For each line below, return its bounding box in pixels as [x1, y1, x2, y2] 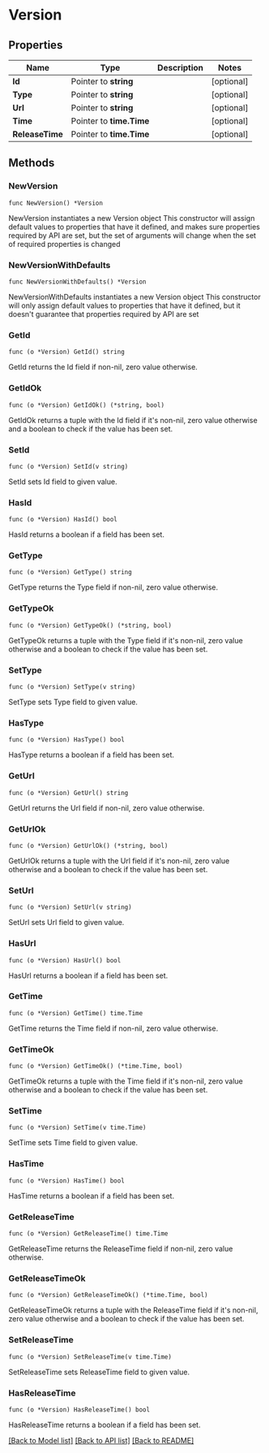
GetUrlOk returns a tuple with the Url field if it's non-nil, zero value [8, 855, 230, 866]
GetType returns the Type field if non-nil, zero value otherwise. [8, 582, 219, 592]
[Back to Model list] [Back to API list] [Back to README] [8, 1435, 194, 1445]
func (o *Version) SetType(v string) [8, 683, 136, 691]
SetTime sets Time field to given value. [8, 1138, 139, 1148]
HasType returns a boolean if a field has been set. [8, 750, 175, 760]
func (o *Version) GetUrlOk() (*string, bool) [8, 841, 169, 850]
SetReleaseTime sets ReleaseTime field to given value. [8, 1367, 190, 1377]
